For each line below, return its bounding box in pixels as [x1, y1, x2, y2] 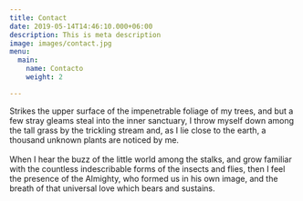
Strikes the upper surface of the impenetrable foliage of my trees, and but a [9, 106, 294, 116]
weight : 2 [26, 73, 64, 82]
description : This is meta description [9, 30, 162, 39]
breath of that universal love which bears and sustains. [9, 183, 216, 194]
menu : [9, 47, 30, 56]
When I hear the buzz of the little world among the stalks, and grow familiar [9, 154, 292, 165]
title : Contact [9, 13, 68, 23]
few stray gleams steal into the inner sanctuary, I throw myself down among [9, 115, 295, 126]
